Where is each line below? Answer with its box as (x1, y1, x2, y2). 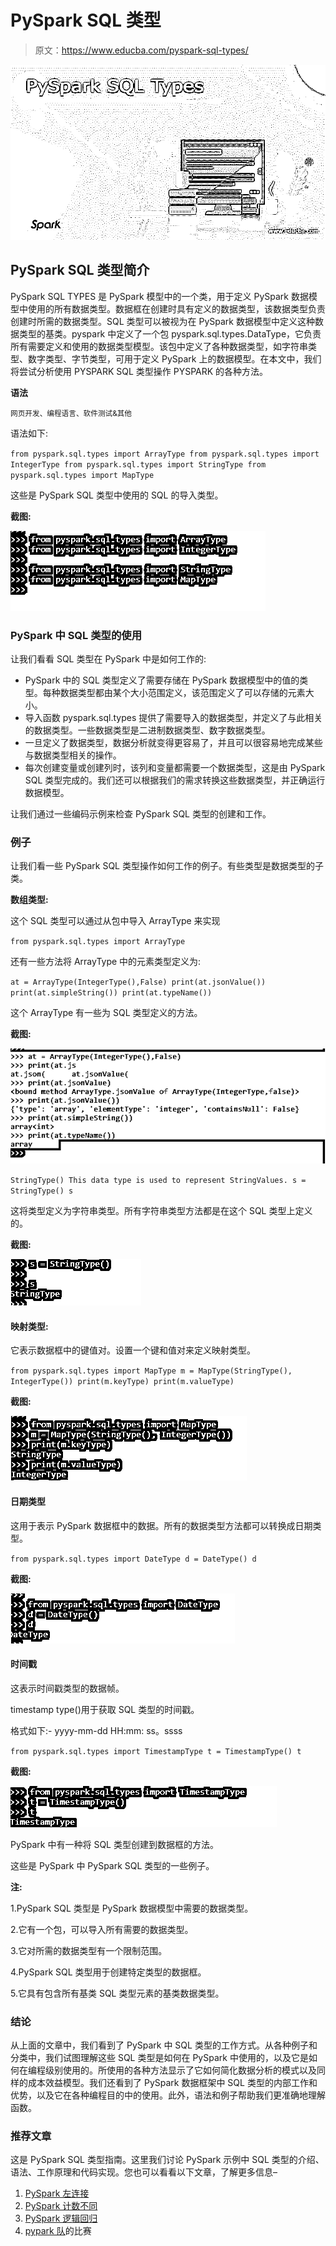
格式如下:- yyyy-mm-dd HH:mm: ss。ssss (10, 1724, 183, 1736)
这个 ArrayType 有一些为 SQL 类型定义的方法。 (10, 1007, 203, 1019)
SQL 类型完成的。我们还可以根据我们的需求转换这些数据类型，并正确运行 (24, 774, 326, 786)
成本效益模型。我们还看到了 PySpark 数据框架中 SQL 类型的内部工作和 (27, 2077, 318, 2088)
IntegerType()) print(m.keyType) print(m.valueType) (10, 1377, 235, 1387)
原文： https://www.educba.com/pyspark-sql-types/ (34, 44, 249, 56)
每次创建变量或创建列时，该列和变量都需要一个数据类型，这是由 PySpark (24, 762, 326, 774)
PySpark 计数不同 (24, 2200, 98, 2212)
